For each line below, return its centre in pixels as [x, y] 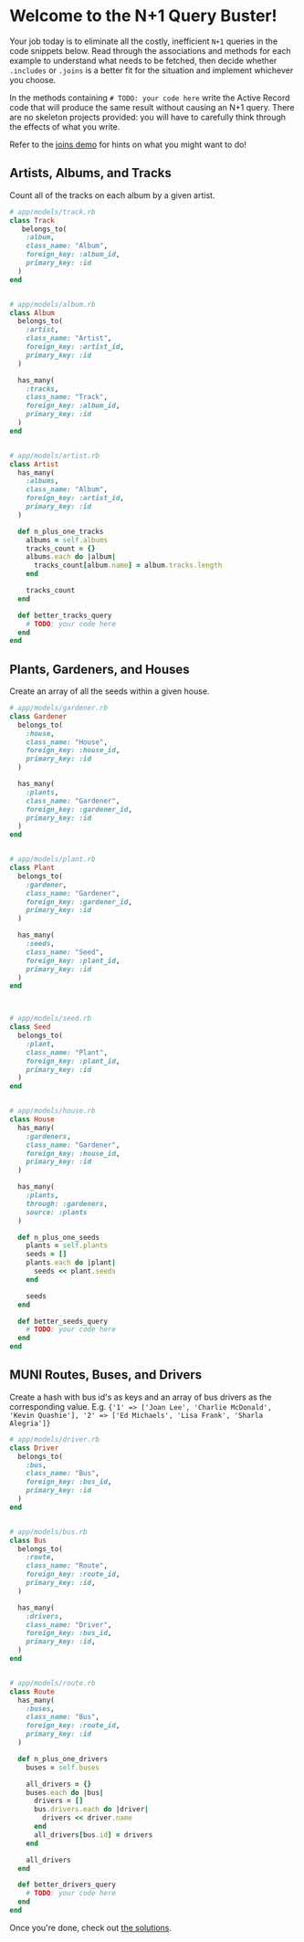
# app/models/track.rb [52, 212]
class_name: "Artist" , [69, 339]
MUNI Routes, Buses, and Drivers [106, 1375]
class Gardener [38, 716]
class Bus [28, 1540]
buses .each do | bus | [65, 1792]
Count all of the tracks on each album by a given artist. [112, 195]
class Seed [30, 1027]
